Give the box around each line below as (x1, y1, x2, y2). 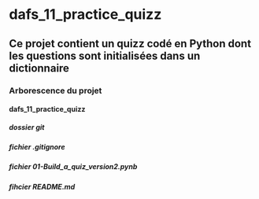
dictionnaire (9, 61, 70, 75)
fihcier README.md (9, 182, 76, 191)
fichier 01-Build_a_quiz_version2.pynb (9, 162, 138, 171)
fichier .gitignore (9, 142, 65, 152)
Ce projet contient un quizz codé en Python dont (9, 37, 251, 50)
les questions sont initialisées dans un (9, 49, 201, 62)
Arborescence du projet (9, 85, 102, 96)
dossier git (9, 122, 45, 131)
